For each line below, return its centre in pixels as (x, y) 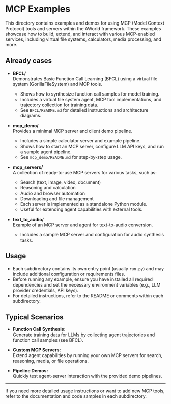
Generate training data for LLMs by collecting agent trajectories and (84, 335)
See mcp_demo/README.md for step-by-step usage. (71, 157)
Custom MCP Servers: (37, 350)
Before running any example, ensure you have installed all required (83, 279)
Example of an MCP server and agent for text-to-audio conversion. (83, 225)
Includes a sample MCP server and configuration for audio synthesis (92, 234)
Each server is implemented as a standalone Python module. (84, 204)
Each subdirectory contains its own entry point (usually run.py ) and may (88, 268)
